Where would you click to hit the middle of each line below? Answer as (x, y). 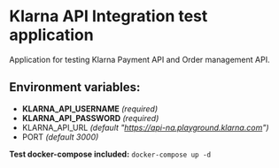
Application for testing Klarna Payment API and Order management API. (139, 59)
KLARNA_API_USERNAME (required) (90, 109)
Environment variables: (75, 87)
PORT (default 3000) (60, 137)
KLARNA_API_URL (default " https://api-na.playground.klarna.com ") (145, 127)
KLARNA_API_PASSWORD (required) (90, 118)
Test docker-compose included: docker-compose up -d (110, 154)
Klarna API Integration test (108, 16)
